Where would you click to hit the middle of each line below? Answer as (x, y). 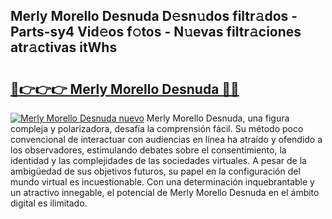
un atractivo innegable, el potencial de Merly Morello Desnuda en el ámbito (165, 192)
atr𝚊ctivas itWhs (64, 47)
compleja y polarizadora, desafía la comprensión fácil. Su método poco (157, 128)
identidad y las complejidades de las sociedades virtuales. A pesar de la (158, 160)
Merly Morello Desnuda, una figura (218, 118)
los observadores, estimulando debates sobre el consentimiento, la (148, 150)
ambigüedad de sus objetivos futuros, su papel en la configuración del (155, 171)
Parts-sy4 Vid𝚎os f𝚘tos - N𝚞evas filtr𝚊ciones (156, 32)
